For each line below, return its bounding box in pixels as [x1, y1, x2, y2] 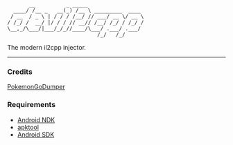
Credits [7, 67, 33, 77]
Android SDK [17, 130, 55, 139]
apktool [17, 123, 40, 131]
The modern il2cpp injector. [7, 43, 87, 51]
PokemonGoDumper [7, 83, 66, 91]
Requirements [7, 100, 56, 110]
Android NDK [17, 115, 55, 124]
